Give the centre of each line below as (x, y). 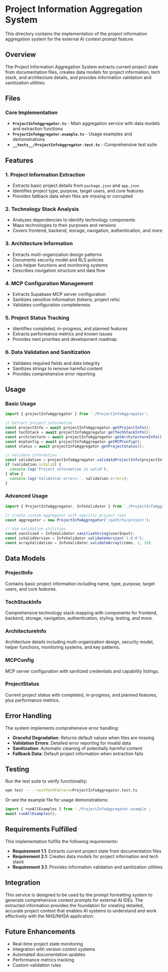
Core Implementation (31, 112)
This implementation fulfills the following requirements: (62, 841)
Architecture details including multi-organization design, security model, (79, 642)
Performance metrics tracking (43, 960)
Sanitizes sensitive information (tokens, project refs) (66, 300)
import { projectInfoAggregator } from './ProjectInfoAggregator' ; (77, 414)
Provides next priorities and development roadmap (64, 339)
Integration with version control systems (54, 949)
